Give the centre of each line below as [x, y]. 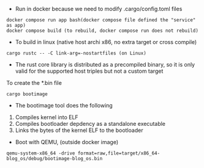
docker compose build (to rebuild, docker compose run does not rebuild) [103, 31]
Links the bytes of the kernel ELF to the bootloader [79, 130]
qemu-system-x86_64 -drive [41, 153]
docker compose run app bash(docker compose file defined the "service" [101, 20]
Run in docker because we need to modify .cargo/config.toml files [99, 9]
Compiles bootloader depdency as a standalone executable [90, 124]
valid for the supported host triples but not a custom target [89, 71]
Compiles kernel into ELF [47, 117]
